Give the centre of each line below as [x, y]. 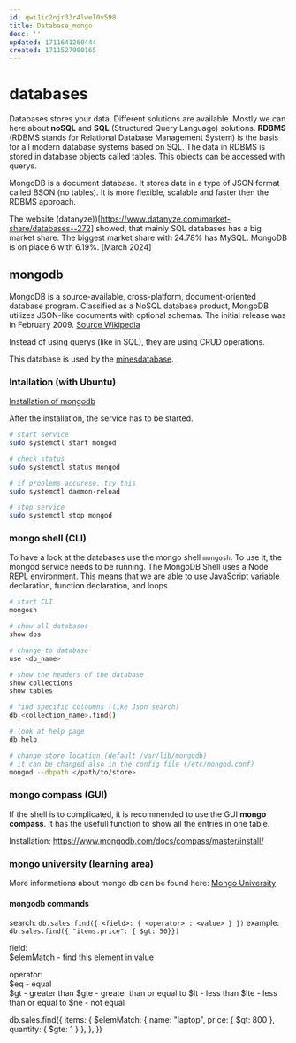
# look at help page [47, 732]
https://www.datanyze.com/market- [166, 219]
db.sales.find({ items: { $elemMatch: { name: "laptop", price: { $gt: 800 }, [142, 1020]
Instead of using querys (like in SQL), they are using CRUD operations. [137, 341]
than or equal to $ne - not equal [67, 1003]
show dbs [25, 634]
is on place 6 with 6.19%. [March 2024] [80, 247]
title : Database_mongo [51, 26]
